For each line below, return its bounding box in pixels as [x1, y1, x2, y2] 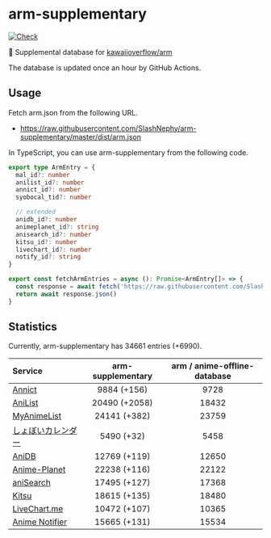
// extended [15, 208, 56, 216]
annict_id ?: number [15, 186, 81, 194]
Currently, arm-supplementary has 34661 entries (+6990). [8, 341, 202, 351]
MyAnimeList [12, 410, 62, 422]
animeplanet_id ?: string [15, 223, 99, 231]
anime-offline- [194, 360, 255, 372]
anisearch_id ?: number [15, 230, 92, 238]
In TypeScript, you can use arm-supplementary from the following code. [8, 147, 248, 158]
